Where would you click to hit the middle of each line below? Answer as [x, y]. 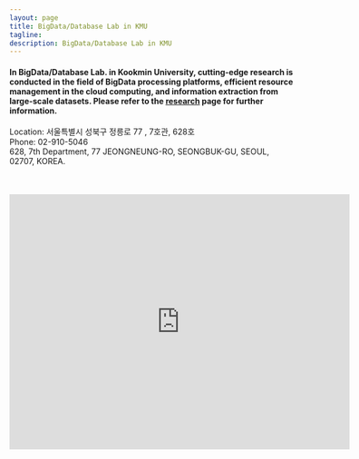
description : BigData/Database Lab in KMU [91, 43]
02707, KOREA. [38, 161]
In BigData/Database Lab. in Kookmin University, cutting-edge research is [151, 72]
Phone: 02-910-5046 [49, 142]
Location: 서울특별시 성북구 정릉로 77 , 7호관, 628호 [102, 132]
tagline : [26, 34]
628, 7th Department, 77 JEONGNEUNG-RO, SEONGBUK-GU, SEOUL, [140, 151]
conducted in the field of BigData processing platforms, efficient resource [151, 82]
